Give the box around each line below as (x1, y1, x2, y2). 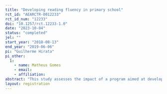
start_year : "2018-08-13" (5, 40, 59, 45)
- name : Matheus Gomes (14, 63, 61, 68)
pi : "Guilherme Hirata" (5, 49, 55, 54)
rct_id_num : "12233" (5, 16, 48, 21)
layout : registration (5, 81, 50, 86)
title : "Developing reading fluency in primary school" (5, 7, 123, 12)
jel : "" (5, 35, 21, 40)
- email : (14, 68, 32, 73)
